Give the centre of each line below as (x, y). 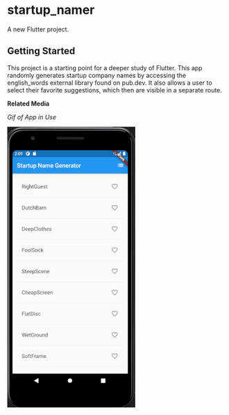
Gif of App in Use (32, 117)
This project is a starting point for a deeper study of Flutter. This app (105, 67)
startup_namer (51, 10)
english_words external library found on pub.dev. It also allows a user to (110, 83)
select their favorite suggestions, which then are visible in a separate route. (114, 90)
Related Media (28, 104)
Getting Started (41, 51)
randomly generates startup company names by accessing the (96, 75)
